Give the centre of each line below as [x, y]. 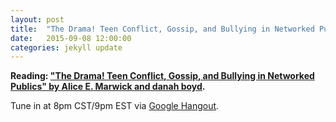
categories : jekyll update [66, 47]
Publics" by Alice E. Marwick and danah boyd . [108, 87]
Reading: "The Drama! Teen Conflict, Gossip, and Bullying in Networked [162, 76]
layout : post [37, 19]
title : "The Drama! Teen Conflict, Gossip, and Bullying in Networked [162, 29]
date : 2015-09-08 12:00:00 [71, 38]
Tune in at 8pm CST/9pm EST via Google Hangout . [115, 106]
